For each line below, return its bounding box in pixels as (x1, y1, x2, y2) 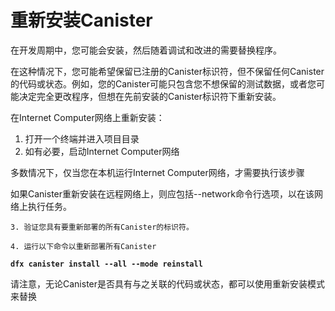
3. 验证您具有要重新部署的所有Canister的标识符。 (10, 222, 194, 232)
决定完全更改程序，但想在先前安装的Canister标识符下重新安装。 (18, 90, 282, 102)
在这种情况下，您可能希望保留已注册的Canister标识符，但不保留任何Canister (10, 65, 325, 77)
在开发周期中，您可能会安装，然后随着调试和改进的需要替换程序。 (10, 44, 282, 56)
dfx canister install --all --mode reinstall (10, 259, 203, 269)
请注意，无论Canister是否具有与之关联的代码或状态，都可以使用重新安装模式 (10, 277, 326, 290)
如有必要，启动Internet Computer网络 (24, 145, 180, 157)
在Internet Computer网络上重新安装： (10, 111, 165, 123)
